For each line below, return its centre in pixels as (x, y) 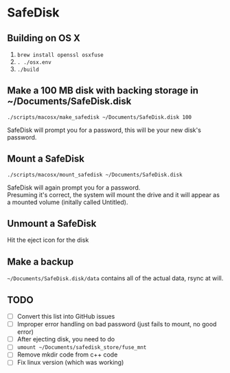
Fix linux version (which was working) (70, 363)
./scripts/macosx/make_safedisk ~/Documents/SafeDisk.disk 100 (100, 117)
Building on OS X (44, 38)
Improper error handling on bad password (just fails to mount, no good (117, 324)
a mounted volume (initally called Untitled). (68, 202)
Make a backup (41, 261)
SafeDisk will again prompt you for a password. (74, 188)
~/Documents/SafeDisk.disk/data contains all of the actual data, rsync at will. (115, 278)
